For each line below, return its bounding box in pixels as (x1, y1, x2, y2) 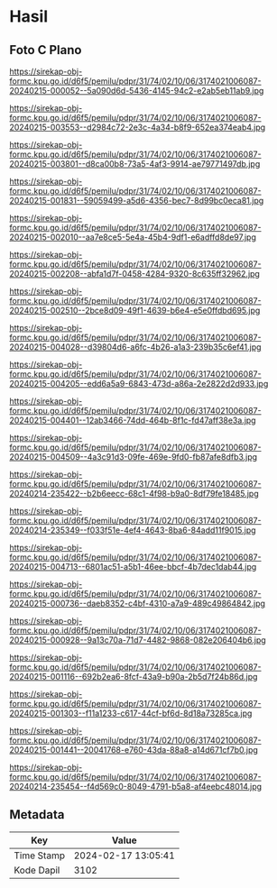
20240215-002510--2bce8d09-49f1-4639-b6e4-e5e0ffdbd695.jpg (9, 305, 261, 316)
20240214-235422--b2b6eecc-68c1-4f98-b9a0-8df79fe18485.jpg (9, 489, 259, 499)
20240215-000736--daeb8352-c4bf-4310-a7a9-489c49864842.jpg (9, 598, 266, 609)
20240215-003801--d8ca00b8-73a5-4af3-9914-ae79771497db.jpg (9, 159, 261, 169)
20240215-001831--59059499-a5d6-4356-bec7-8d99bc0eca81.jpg (9, 196, 264, 206)
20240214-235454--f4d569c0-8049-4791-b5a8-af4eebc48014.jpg (9, 782, 263, 792)
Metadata (9, 807, 65, 822)
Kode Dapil (14, 864, 60, 876)
